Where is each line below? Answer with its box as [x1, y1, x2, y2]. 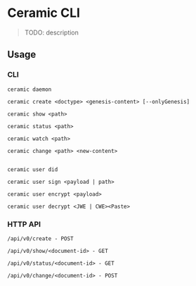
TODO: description [24, 28, 79, 37]
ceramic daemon [7, 86, 52, 93]
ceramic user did [7, 166, 58, 173]
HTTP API [7, 219, 41, 229]
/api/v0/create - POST [7, 235, 74, 242]
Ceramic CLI [7, 5, 81, 21]
